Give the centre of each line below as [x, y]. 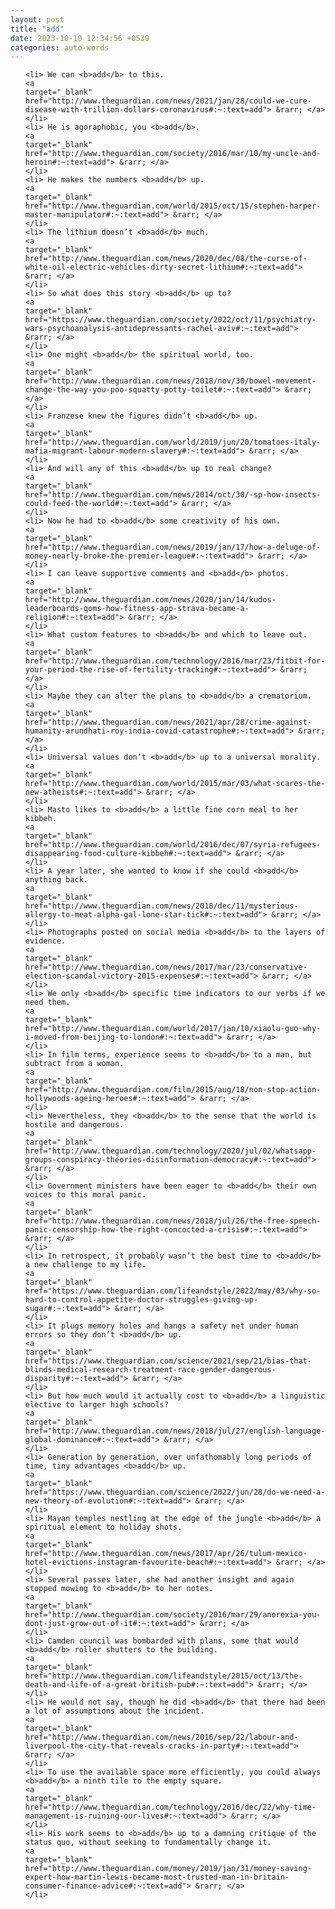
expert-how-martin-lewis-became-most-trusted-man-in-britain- [157, 1877]
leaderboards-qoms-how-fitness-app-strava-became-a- [137, 609]
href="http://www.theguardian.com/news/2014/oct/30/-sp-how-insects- [173, 495]
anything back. [56, 880]
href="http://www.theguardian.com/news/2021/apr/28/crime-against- [168, 722]
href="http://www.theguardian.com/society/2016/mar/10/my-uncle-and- [173, 154]
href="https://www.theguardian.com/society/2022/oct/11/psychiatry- [170, 320]
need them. [47, 1002]
